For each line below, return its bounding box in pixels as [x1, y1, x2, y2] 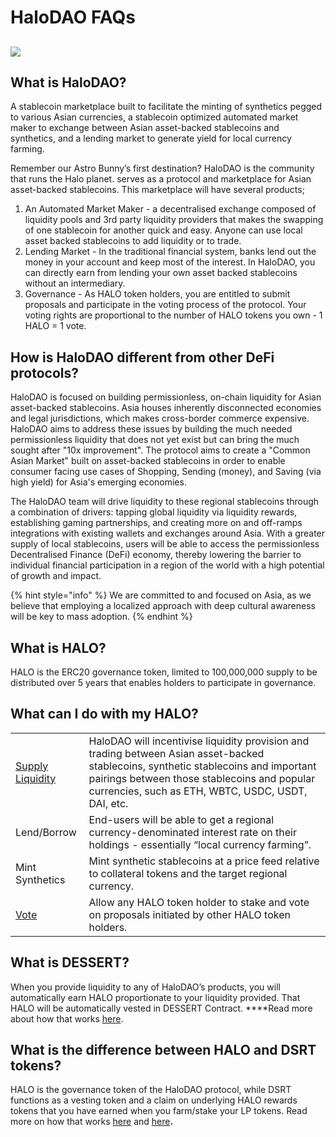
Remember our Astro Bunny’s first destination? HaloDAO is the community [10, 162, 315, 175]
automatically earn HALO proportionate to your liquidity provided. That [10, 991, 301, 1003]
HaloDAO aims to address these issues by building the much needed [10, 423, 293, 435]
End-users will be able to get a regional [88, 812, 275, 826]
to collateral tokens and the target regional [88, 866, 288, 880]
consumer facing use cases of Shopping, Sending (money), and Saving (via [10, 466, 322, 478]
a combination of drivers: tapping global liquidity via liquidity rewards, [10, 506, 298, 518]
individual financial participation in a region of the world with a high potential [10, 559, 325, 571]
